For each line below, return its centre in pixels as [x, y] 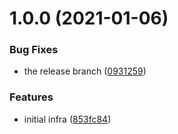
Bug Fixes [34, 50]
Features [31, 97]
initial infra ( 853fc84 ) [67, 119]
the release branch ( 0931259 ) [85, 71]
